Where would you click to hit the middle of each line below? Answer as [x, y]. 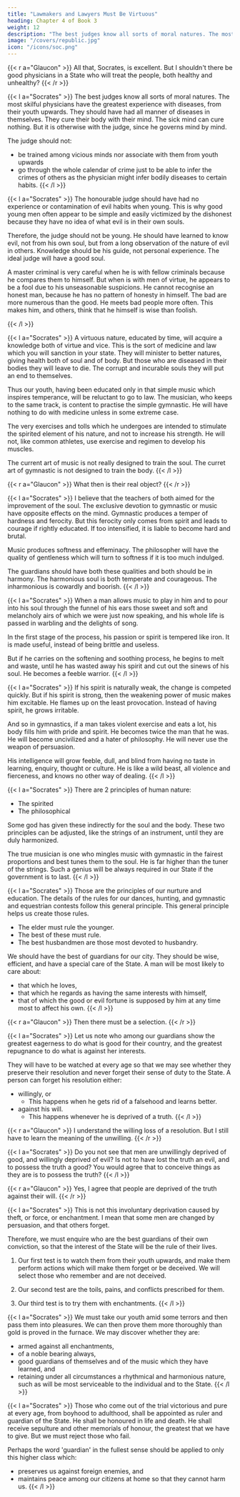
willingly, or [35, 1094]
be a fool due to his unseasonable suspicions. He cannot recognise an [111, 287]
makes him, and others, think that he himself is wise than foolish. [102, 310]
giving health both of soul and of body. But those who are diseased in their [117, 360]
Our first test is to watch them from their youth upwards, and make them [124, 1260]
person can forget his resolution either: [65, 1080]
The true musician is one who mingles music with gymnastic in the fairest [115, 854]
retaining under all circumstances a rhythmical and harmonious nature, [122, 1377]
